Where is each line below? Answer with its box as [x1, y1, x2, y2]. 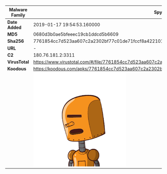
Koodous [7, 66, 26, 72]
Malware [9, 6, 28, 12]
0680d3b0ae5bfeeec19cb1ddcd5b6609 [33, 31, 119, 37]
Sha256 [7, 38, 24, 44]
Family [11, 12, 26, 18]
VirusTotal [7, 59, 29, 65]
